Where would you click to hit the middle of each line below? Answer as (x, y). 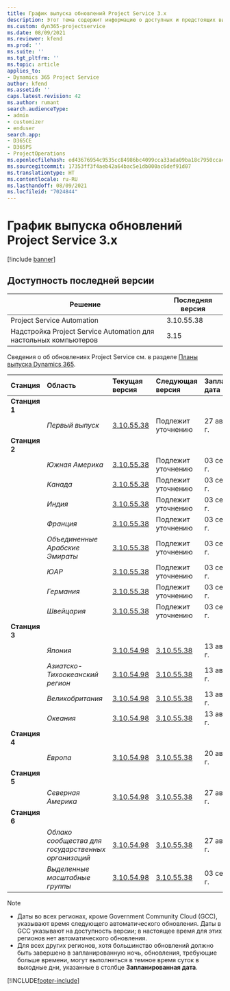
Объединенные (72, 539)
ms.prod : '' (24, 45)
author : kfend (27, 84)
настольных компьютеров (54, 340)
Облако (60, 832)
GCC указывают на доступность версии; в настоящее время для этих (119, 931)
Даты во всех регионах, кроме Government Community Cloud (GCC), (117, 916)
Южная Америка (75, 465)
